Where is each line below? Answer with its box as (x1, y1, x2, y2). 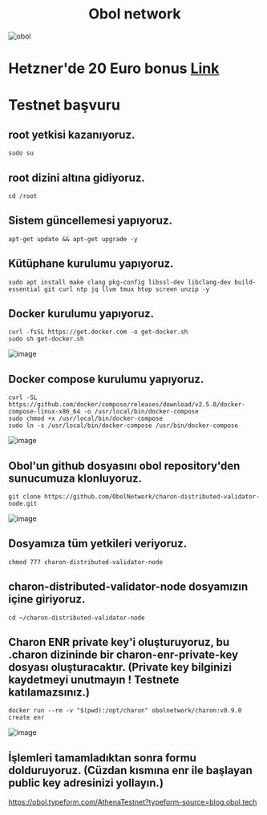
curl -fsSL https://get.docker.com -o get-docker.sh (8, 328, 188, 337)
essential (8, 285, 42, 293)
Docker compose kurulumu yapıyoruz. (8, 372, 204, 385)
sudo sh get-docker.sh (8, 335, 84, 343)
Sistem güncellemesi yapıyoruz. (8, 214, 172, 228)
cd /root (8, 192, 38, 200)
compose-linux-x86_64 (8, 408, 81, 416)
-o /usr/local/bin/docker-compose (83, 408, 199, 416)
